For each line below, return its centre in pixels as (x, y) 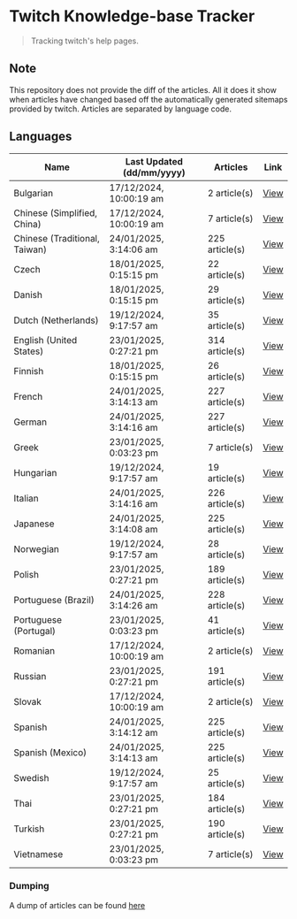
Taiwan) (30, 249)
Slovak (28, 701)
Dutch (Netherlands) (56, 320)
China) (27, 224)
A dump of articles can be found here (77, 905)
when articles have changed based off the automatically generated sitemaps (148, 99)
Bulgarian (34, 193)
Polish (27, 574)
